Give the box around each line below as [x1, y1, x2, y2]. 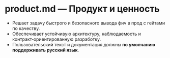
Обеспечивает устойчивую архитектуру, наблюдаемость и [12, 31, 141, 37]
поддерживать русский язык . [12, 47, 79, 53]
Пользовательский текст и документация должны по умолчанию [12, 41, 156, 47]
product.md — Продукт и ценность [5, 3, 160, 15]
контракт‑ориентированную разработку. [12, 36, 101, 42]
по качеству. [12, 25, 40, 31]
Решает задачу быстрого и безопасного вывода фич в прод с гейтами [12, 20, 165, 26]
